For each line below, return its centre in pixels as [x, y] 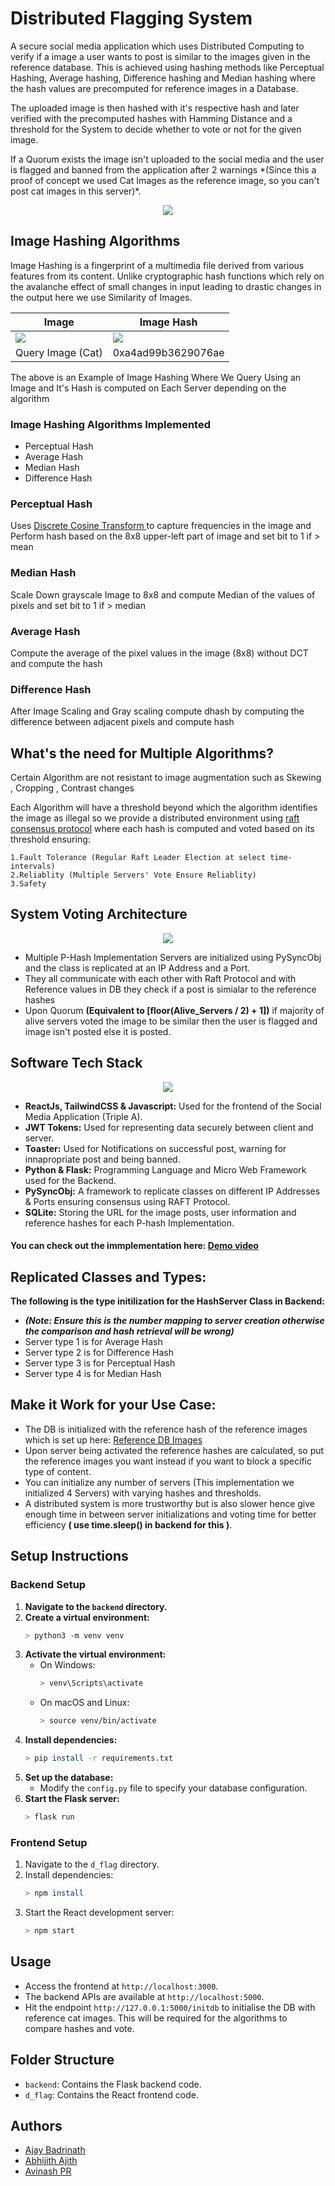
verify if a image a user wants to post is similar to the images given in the [160, 56]
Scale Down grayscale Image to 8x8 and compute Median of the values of [163, 594]
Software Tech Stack [76, 1063]
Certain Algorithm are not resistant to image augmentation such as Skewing [166, 778]
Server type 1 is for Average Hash [93, 1342]
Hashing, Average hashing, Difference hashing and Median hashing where [163, 78]
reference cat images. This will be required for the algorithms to [156, 2018]
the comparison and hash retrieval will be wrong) [129, 1331]
